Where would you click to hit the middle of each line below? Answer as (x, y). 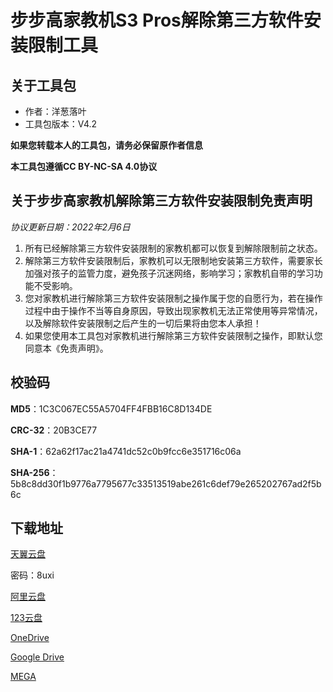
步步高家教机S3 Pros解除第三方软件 (157, 20)
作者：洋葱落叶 (55, 111)
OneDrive (30, 638)
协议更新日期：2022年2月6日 (70, 227)
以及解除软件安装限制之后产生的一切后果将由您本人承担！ (143, 323)
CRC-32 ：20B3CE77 (54, 430)
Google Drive (37, 657)
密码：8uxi (32, 575)
